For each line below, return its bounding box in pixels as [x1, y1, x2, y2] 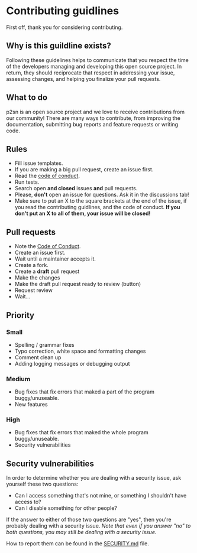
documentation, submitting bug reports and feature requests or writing [6, 121, 179, 128]
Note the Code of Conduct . [14, 243, 81, 250]
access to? [14, 498, 41, 506]
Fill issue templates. [14, 160, 63, 167]
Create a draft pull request [14, 268, 80, 275]
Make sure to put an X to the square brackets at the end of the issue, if [14, 197, 188, 204]
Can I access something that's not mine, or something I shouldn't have [14, 492, 187, 499]
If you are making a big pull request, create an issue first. [14, 166, 154, 173]
